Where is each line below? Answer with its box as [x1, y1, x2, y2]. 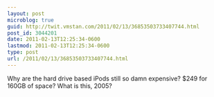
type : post [7, 49, 39, 56]
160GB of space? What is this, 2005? [7, 81, 112, 90]
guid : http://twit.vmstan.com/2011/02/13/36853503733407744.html [7, 23, 199, 30]
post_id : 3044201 [7, 29, 57, 37]
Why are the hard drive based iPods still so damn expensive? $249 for [7, 74, 208, 82]
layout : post [7, 10, 45, 17]
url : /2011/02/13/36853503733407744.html [7, 55, 129, 62]
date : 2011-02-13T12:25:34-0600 [7, 36, 100, 43]
